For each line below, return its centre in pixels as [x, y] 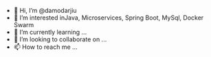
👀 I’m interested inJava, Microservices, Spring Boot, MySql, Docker [109, 18]
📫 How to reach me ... [45, 47]
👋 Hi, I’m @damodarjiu [45, 11]
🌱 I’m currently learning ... [50, 32]
